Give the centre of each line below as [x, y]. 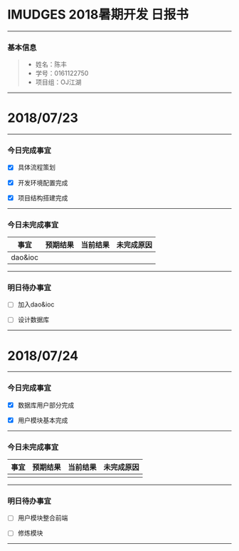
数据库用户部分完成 [46, 405]
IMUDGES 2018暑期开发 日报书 [98, 15]
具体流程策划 [36, 168]
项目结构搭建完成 [43, 197]
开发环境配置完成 [43, 182]
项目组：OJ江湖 [58, 82]
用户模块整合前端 [43, 518]
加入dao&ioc [36, 304]
